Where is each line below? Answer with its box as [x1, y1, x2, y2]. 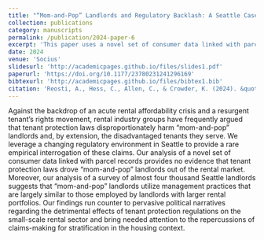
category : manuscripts [8, 26, 82, 34]
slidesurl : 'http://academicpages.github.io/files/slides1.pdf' [8, 63, 223, 71]
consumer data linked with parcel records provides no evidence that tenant [8, 157, 251, 166]
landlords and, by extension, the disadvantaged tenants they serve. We [8, 131, 238, 141]
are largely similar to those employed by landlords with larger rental [8, 190, 226, 199]
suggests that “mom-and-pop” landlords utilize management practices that [8, 182, 251, 191]
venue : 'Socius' [8, 56, 61, 64]
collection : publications [8, 19, 93, 27]
